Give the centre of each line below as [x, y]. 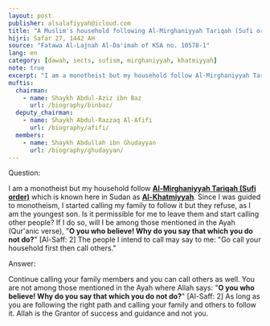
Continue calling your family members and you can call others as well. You [131, 279]
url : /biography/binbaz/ [71, 105]
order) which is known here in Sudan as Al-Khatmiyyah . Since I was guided [135, 197]
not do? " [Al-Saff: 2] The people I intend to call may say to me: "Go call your [135, 240]
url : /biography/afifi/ [70, 128]
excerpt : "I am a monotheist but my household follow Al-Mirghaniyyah [129, 75]
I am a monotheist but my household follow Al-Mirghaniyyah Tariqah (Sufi [132, 189]
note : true [27, 68]
